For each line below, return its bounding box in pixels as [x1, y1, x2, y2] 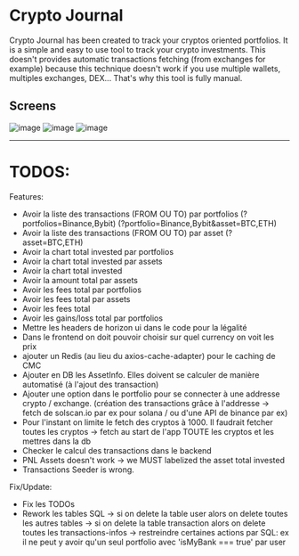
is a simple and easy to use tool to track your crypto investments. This [9, 44, 266, 54]
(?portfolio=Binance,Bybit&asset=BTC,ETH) [117, 217, 278, 228]
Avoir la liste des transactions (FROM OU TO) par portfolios [21, 208, 238, 219]
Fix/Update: [9, 481, 53, 492]
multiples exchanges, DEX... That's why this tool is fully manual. [9, 72, 243, 83]
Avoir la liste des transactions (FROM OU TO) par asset [21, 227, 224, 238]
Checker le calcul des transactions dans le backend [21, 445, 212, 455]
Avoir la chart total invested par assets [21, 256, 163, 266]
